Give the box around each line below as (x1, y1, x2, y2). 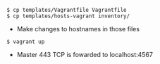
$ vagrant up (6, 38, 45, 45)
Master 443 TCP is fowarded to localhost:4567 (16, 51, 153, 58)
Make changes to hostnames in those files (16, 25, 140, 33)
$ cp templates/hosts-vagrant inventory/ (6, 13, 130, 19)
